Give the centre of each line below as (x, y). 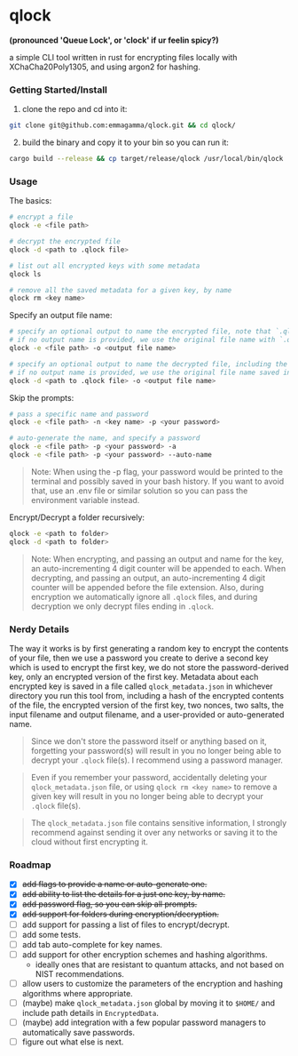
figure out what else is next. (73, 1042)
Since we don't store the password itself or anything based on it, (149, 741)
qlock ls (25, 274)
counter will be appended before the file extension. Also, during (147, 587)
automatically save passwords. (78, 1032)
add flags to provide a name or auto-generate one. (114, 884)
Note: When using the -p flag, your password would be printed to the (157, 471)
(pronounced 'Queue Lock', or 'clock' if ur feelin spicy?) (114, 40)
